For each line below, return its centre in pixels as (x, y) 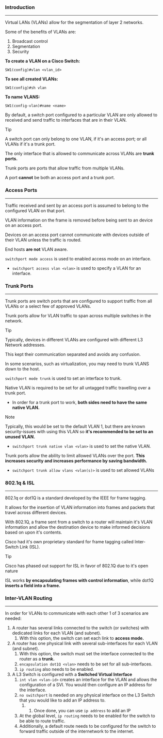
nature (12, 571)
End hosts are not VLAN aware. (36, 249)
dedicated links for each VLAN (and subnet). (57, 633)
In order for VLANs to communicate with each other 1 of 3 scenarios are (77, 613)
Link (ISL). (30, 547)
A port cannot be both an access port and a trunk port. (60, 178)
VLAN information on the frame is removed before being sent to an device (79, 220)
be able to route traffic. (42, 721)
